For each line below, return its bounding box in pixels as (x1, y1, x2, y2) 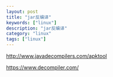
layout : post (6, 8, 38, 15)
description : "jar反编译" (6, 25, 67, 31)
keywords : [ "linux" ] (6, 20, 57, 25)
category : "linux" (6, 31, 51, 37)
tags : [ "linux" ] (6, 36, 46, 42)
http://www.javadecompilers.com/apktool (6, 53, 108, 59)
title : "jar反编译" (6, 14, 51, 20)
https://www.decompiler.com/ (6, 64, 79, 71)
